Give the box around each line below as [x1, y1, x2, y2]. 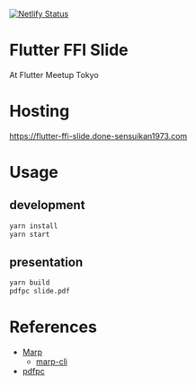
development [9, 197, 85, 213]
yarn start [9, 230, 50, 239]
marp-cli [35, 356, 67, 367]
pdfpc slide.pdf [9, 287, 70, 296]
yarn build [9, 278, 50, 287]
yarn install [9, 221, 58, 231]
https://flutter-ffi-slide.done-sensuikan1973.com [9, 130, 188, 141]
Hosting [9, 101, 70, 121]
